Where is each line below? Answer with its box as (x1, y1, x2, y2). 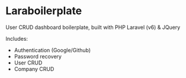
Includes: (5, 35, 28, 42)
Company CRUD (14, 65, 54, 72)
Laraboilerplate (5, 4, 82, 18)
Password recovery (14, 53, 62, 60)
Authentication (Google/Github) (14, 46, 91, 54)
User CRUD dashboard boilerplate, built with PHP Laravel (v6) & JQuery (5, 24, 181, 31)
